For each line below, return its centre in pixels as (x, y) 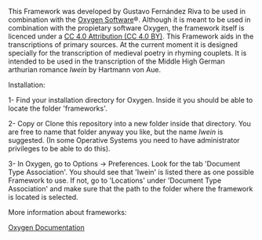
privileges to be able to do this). (60, 149)
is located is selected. (43, 197)
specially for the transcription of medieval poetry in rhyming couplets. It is (127, 53)
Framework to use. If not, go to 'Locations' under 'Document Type (115, 180)
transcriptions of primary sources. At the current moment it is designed (123, 45)
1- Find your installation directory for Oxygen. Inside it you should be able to (131, 100)
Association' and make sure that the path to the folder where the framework (131, 189)
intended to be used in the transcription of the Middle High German (116, 61)
